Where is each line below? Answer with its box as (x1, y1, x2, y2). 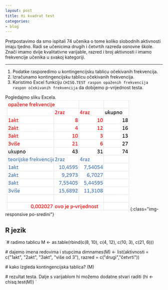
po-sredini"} (29, 211, 54, 217)
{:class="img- (130, 206, 159, 212)
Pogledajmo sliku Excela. (5, 94, 56, 100)
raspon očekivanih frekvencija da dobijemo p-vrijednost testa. (12, 85, 143, 91)
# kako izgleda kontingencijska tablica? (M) (5, 264, 94, 270)
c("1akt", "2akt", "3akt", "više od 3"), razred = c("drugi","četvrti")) (5, 254, 140, 260)
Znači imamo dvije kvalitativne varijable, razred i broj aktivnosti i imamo (5, 49, 152, 55)
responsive (5, 211, 28, 217)
